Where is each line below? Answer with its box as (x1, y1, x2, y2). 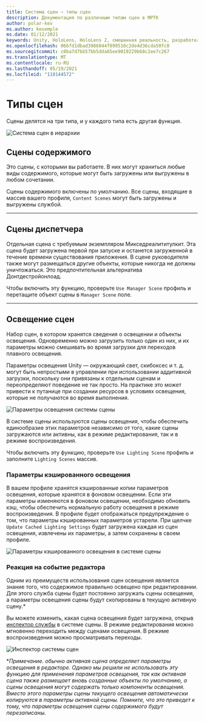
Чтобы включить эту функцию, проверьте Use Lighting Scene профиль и (6, 449, 194, 456)
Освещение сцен (6, 314, 75, 324)
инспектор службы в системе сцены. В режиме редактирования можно (6, 621, 194, 628)
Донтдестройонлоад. (6, 272, 62, 280)
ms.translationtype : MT (6, 54, 67, 60)
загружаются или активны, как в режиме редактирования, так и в (6, 430, 178, 438)
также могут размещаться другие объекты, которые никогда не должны (6, 259, 196, 267)
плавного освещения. (6, 349, 63, 357)
